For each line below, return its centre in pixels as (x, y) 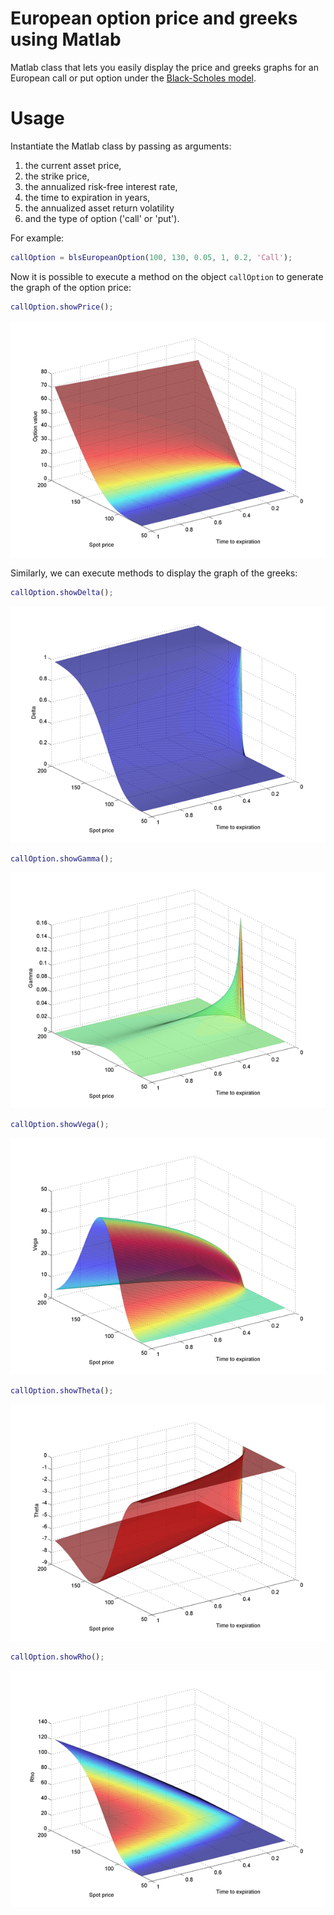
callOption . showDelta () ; (62, 592)
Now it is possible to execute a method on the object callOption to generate (167, 276)
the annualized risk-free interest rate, (101, 186)
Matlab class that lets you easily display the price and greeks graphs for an (164, 67)
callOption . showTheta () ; (62, 1391)
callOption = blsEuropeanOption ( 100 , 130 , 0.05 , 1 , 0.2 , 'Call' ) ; (151, 257)
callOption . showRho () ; (57, 1657)
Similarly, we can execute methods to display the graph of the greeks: (154, 573)
